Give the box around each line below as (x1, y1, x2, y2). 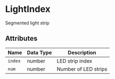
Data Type (26, 49, 52, 56)
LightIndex (5, 3, 51, 15)
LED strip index (56, 57, 92, 64)
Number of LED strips (56, 66, 107, 73)
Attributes (5, 34, 37, 43)
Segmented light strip (5, 20, 50, 26)
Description (67, 49, 96, 56)
